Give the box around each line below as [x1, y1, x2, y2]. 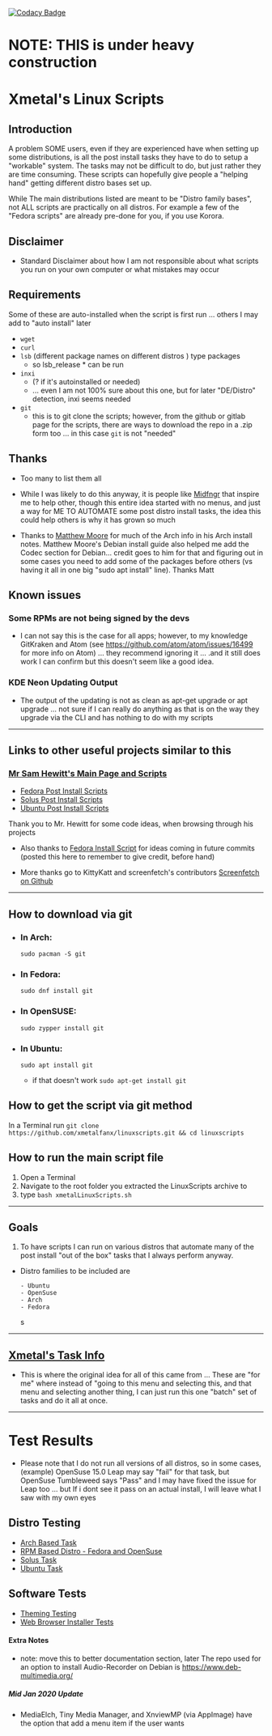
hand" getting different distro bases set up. [8, 178, 152, 188]
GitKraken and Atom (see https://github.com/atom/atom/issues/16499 [19, 639, 253, 649]
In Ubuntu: [19, 1042, 63, 1054]
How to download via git [8, 907, 133, 921]
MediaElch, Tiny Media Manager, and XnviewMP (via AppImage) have [19, 1709, 253, 1719]
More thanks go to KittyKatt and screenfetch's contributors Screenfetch [19, 868, 260, 877]
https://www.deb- [181, 1662, 241, 1671]
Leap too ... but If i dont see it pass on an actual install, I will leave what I [19, 1484, 261, 1494]
